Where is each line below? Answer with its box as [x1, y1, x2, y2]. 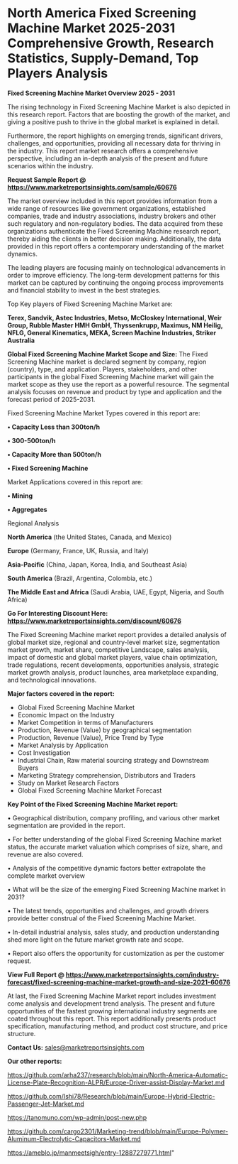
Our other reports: [7, 1057, 62, 1065]
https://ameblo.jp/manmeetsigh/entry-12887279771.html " [7, 1148, 175, 1157]
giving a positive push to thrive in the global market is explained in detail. [7, 117, 220, 126]
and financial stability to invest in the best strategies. [7, 285, 161, 294]
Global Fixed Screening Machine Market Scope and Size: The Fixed [7, 349, 208, 358]
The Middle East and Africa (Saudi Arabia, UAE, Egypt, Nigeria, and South [7, 587, 225, 596]
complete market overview [7, 871, 85, 880]
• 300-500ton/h [7, 436, 56, 445]
